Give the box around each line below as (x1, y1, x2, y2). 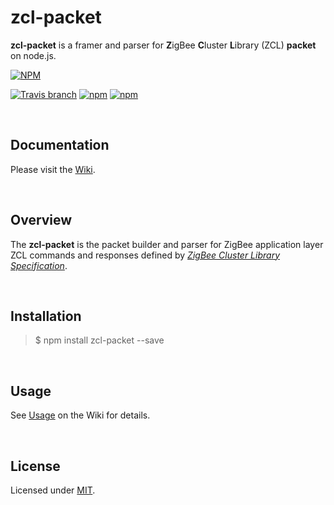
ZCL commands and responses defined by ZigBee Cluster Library (10, 249, 281, 261)
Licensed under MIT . (10, 484, 96, 496)
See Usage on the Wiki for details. (10, 409, 151, 421)
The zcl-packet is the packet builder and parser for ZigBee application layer (10, 238, 324, 250)
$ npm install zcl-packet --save (34, 334, 165, 346)
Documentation (10, 137, 110, 154)
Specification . (10, 259, 68, 271)
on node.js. (10, 49, 57, 61)
